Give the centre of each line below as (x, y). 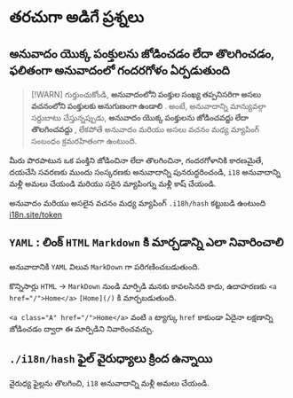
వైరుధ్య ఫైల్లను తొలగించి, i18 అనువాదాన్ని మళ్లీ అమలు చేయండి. (110, 383)
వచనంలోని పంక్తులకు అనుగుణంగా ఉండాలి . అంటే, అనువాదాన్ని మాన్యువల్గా (148, 106)
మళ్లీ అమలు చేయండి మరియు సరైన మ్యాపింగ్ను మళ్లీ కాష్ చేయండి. (113, 183)
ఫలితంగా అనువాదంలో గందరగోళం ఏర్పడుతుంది (120, 70)
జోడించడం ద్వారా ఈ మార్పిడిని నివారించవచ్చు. (82, 328)
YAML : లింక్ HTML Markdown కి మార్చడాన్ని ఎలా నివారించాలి (146, 242)
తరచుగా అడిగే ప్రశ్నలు (77, 17)
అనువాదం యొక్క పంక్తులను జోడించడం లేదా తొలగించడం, (142, 54)
